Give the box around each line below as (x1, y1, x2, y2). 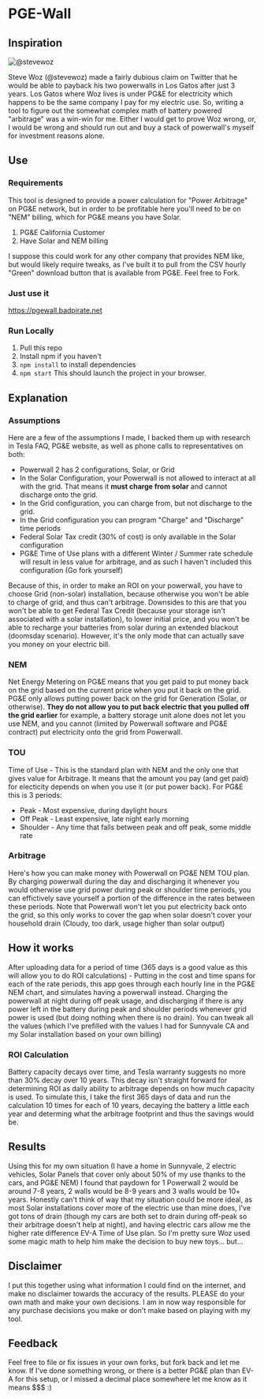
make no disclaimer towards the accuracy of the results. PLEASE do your (8, 1289, 245, 1298)
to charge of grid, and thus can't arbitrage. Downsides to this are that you (8, 597, 247, 607)
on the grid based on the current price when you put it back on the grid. (8, 686, 242, 695)
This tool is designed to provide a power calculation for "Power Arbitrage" (8, 195, 248, 205)
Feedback (8, 1337, 58, 1350)
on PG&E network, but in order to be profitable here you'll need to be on (8, 204, 242, 213)
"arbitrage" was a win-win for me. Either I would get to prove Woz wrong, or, (8, 114, 256, 123)
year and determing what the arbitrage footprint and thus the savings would (8, 1109, 255, 1118)
